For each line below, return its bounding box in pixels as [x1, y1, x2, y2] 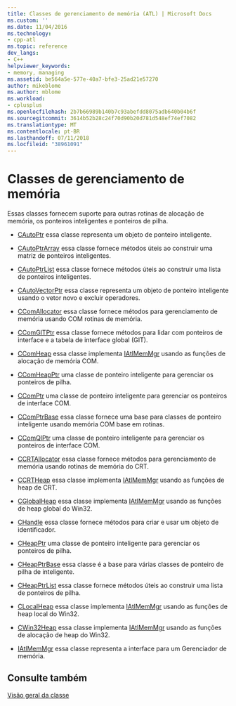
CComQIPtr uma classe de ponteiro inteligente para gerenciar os [17, 433, 205, 443]
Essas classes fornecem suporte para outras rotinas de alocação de [7, 209, 204, 218]
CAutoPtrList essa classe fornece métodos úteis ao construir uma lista [17, 265, 221, 274]
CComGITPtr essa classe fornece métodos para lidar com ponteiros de [17, 328, 223, 337]
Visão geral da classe [7, 691, 70, 699]
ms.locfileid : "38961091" [7, 141, 83, 148]
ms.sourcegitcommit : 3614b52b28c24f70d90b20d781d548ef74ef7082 [7, 115, 197, 122]
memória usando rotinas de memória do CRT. [17, 462, 150, 471]
